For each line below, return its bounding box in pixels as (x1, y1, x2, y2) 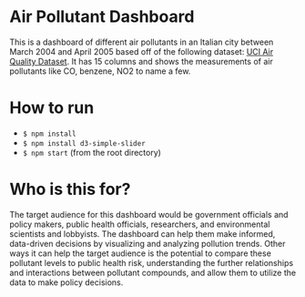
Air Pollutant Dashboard (9, 6, 195, 27)
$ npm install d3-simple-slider (22, 138, 146, 148)
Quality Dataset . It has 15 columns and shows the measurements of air (9, 56, 273, 67)
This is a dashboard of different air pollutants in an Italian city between (9, 36, 274, 47)
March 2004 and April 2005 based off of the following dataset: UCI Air (9, 46, 274, 56)
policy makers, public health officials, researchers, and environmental (9, 219, 270, 230)
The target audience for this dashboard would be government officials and (9, 209, 289, 220)
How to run (9, 97, 95, 118)
